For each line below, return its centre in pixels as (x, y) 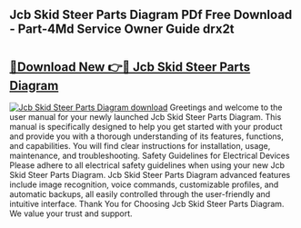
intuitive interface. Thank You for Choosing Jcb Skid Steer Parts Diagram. (147, 204)
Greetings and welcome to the (226, 107)
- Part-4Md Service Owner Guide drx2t (122, 30)
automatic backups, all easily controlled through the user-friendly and (140, 194)
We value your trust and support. (71, 213)
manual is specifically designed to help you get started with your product (146, 127)
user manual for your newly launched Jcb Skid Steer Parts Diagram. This (145, 117)
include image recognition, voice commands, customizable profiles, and (144, 184)
